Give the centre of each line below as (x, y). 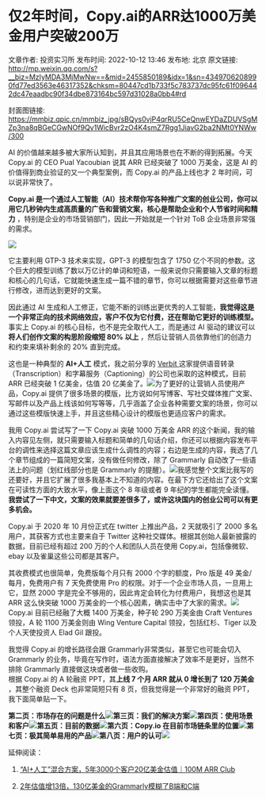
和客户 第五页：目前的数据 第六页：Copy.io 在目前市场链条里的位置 (123, 725)
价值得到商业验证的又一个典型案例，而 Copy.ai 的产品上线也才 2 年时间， (127, 172)
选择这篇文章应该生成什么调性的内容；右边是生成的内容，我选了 (146, 450)
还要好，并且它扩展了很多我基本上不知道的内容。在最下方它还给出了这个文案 (133, 479)
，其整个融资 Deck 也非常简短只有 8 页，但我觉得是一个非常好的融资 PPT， (131, 689)
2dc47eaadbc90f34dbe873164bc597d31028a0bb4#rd (97, 94)
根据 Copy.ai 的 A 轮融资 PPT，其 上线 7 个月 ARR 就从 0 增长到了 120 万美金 (131, 678)
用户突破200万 (71, 36)
